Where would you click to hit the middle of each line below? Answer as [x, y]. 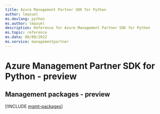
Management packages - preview [58, 95]
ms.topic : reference [26, 32]
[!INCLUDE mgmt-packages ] [34, 106]
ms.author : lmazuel [25, 23]
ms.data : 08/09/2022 [26, 37]
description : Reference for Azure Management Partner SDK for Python [78, 28]
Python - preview [41, 76]
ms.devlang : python [25, 19]
